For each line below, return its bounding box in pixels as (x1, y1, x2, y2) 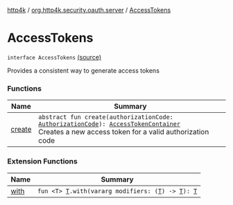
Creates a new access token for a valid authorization (37, 127, 209, 137)
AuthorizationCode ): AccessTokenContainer (37, 121, 181, 128)
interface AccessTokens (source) (7, 53, 102, 61)
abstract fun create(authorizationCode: (37, 114, 173, 121)
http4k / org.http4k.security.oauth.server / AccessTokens (7, 6, 171, 14)
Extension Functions (7, 157, 78, 166)
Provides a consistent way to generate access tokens (7, 66, 159, 75)
